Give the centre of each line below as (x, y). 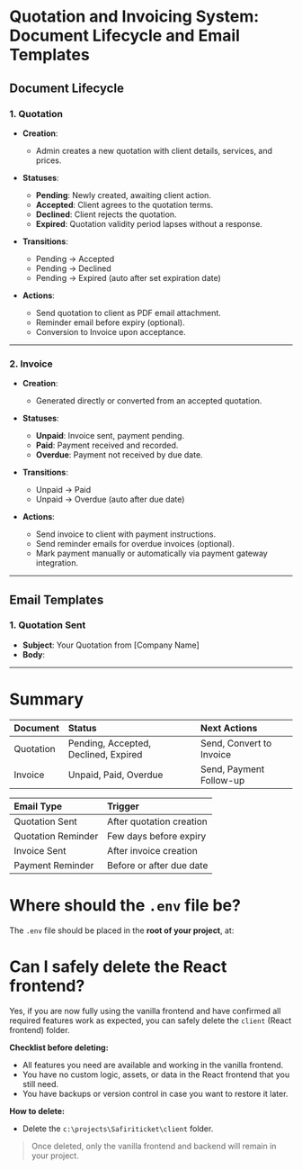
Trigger (123, 806)
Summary (46, 699)
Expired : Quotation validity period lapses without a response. (149, 223)
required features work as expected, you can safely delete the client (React (151, 1020)
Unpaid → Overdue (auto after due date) (110, 499)
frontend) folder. (40, 1029)
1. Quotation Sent (48, 625)
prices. (49, 160)
